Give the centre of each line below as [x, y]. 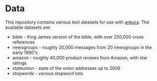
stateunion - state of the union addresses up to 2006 [66, 68]
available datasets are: [28, 27]
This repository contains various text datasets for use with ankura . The [77, 22]
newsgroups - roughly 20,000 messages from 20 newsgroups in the [82, 47]
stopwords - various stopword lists [48, 73]
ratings [20, 63]
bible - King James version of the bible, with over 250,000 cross [78, 37]
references [23, 42]
